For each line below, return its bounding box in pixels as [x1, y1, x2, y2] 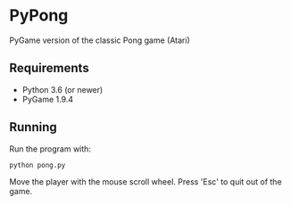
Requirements [9, 61, 89, 76]
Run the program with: [9, 143, 92, 154]
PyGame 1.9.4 [21, 94, 74, 104]
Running [9, 119, 58, 135]
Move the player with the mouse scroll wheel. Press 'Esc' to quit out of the [9, 176, 283, 187]
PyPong [9, 5, 69, 26]
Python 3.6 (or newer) [21, 84, 104, 94]
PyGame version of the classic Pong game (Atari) [9, 35, 190, 45]
